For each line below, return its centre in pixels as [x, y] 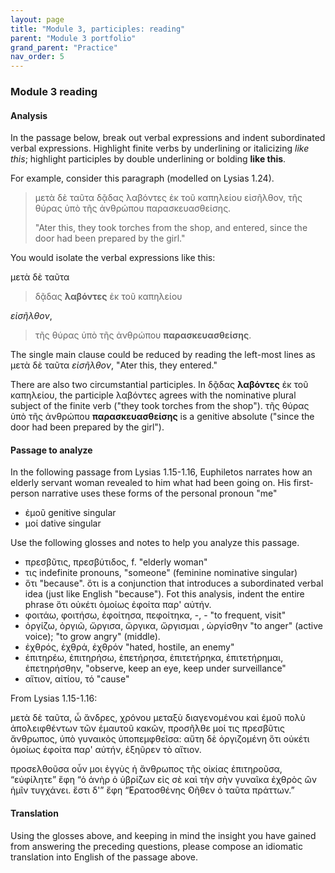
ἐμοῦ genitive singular [70, 513]
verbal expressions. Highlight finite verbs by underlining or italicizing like [160, 148]
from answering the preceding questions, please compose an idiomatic [156, 846]
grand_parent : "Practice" [64, 47]
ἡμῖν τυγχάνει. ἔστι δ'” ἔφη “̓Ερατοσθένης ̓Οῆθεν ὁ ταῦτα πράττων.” [152, 790]
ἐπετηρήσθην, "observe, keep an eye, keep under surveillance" [155, 668]
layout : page [37, 19]
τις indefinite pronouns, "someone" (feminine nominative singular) [161, 573]
